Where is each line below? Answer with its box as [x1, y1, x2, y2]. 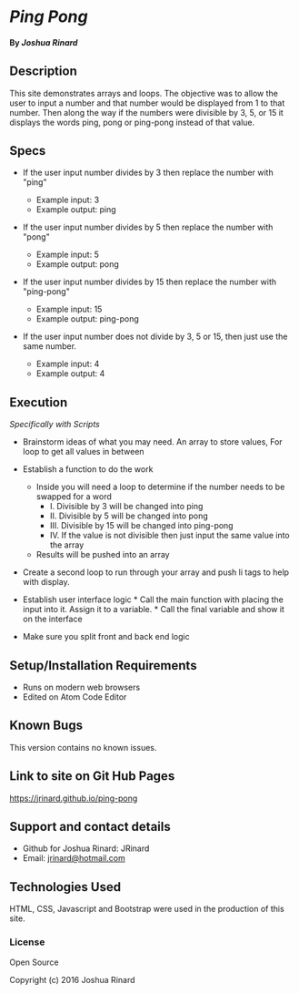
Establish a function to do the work [22, 464, 154, 475]
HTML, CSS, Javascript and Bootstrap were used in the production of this [9, 904, 284, 915]
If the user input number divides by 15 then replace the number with [22, 276, 277, 288]
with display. [22, 577, 70, 588]
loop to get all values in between [22, 446, 145, 457]
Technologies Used [9, 879, 121, 895]
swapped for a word [35, 491, 112, 502]
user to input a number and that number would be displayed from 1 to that [9, 97, 285, 108]
